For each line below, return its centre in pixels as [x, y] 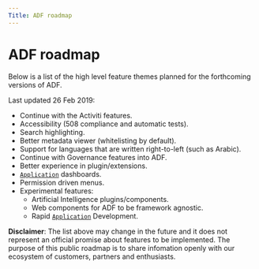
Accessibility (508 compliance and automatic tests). [104, 124]
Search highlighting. [52, 132]
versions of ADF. [35, 84]
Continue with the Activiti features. [76, 115]
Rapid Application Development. [84, 216]
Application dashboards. [60, 174]
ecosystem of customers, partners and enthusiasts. [92, 256]
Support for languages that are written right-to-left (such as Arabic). [130, 149]
